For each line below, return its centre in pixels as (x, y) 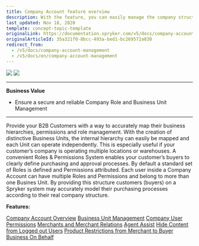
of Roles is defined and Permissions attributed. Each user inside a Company (99, 169)
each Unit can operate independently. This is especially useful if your (91, 144)
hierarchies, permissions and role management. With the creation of (89, 132)
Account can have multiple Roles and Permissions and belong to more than (98, 176)
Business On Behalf (30, 237)
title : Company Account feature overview (58, 12)
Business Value (26, 90)
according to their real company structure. (58, 195)
